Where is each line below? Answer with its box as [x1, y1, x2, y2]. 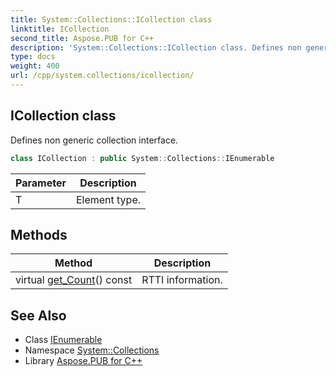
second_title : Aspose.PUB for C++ [10, 33, 155, 43]
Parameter [15, 176, 67, 190]
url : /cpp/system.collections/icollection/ [10, 71, 195, 81]
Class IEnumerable [24, 334, 103, 346]
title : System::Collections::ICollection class [10, 14, 213, 25]
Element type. [75, 192, 142, 206]
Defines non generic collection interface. [10, 134, 179, 146]
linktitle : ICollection [10, 24, 110, 34]
